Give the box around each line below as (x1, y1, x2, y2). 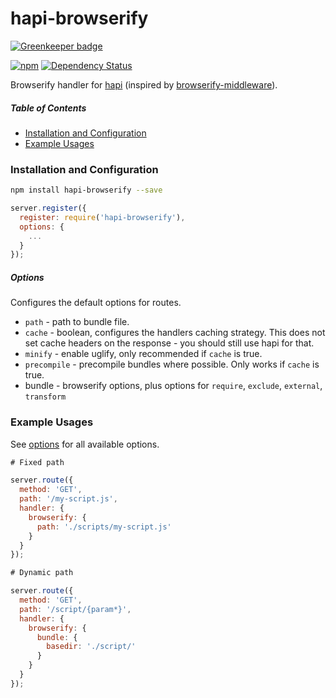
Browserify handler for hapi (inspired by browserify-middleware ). (10, 78, 278, 91)
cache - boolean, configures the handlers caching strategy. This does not (24, 327, 326, 339)
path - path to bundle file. (24, 316, 130, 328)
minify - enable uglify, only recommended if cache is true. (24, 348, 263, 360)
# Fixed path (10, 457, 65, 467)
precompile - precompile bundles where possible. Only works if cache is (24, 358, 320, 371)
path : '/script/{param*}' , (19, 604, 132, 614)
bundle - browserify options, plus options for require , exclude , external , (24, 380, 323, 392)
